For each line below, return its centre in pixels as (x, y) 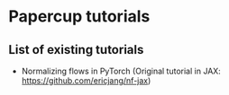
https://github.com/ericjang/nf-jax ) (86, 81)
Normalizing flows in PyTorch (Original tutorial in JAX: (121, 71)
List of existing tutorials (76, 50)
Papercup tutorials (79, 17)
